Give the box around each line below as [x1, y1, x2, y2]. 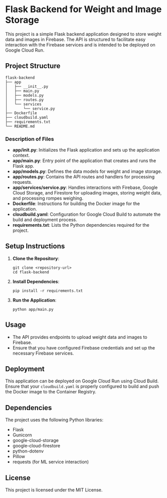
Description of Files [5, 135, 54, 142]
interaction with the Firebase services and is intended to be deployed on [5, 41, 155, 47]
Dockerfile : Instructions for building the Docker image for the [12, 201, 140, 207]
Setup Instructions [5, 242, 65, 251]
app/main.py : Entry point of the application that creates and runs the [12, 158, 156, 164]
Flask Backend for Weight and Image [5, 4, 162, 15]
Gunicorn [12, 432, 32, 438]
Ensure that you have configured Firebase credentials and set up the [12, 344, 155, 351]
